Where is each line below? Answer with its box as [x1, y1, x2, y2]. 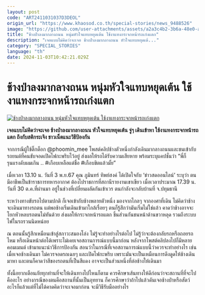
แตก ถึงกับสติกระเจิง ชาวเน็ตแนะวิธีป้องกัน [7, 133, 91, 141]
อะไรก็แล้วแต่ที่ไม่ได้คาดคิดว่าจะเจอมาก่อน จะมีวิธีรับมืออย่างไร [7, 283, 129, 290]
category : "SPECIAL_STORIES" [7, 43, 81, 49]
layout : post [7, 9, 40, 15]
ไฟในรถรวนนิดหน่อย [7, 217, 49, 225]
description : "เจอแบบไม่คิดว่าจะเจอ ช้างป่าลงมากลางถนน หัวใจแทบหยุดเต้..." [7, 37, 159, 43]
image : [7, 26, 24, 32]
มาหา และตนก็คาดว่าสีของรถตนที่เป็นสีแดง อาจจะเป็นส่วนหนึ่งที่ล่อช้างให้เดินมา [7, 257, 162, 265]
